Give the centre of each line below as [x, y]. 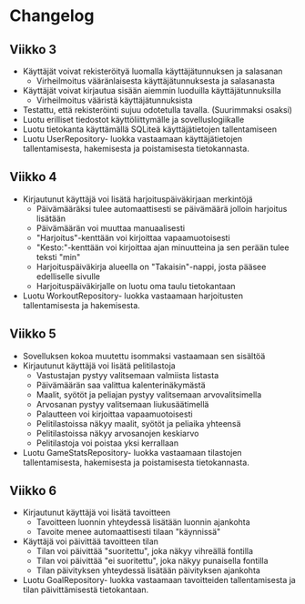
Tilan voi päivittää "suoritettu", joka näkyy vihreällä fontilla [144, 551]
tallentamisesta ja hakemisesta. [81, 305]
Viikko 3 [33, 50]
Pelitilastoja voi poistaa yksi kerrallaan [107, 443]
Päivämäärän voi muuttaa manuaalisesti [110, 227]
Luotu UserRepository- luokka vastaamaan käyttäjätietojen [132, 139]
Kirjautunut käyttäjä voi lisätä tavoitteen [97, 513]
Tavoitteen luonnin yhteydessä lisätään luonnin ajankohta [143, 522]
